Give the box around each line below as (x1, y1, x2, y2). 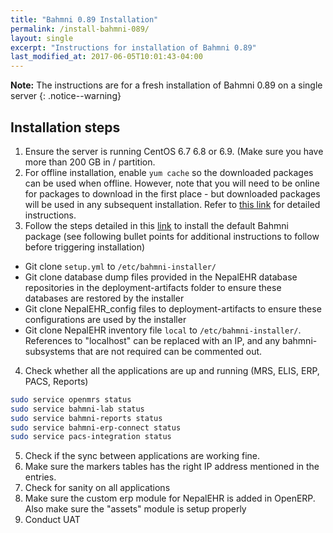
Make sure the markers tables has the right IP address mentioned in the (24, 461, 320, 473)
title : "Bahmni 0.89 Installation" (10, 14, 159, 25)
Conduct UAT (24, 514, 81, 526)
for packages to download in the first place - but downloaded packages (24, 187, 321, 200)
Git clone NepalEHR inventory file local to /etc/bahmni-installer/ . (24, 324, 302, 336)
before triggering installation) (24, 241, 146, 253)
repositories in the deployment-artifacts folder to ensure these (24, 281, 282, 293)
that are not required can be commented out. (76, 345, 263, 357)
